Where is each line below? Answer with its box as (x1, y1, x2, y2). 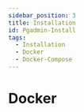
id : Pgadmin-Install (8, 26, 77, 34)
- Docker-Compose (15, 56, 73, 64)
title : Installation (8, 19, 77, 27)
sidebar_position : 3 (8, 11, 77, 20)
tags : (8, 33, 26, 42)
